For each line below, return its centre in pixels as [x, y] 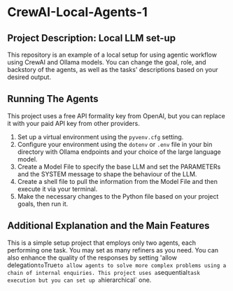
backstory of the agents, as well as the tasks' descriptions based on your [113, 70]
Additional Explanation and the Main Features [108, 226]
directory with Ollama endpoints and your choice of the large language [119, 152]
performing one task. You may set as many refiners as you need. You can [113, 250]
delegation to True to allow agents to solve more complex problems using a [117, 265]
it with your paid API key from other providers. [73, 123]
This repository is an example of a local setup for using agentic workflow [112, 55]
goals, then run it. [43, 204]
